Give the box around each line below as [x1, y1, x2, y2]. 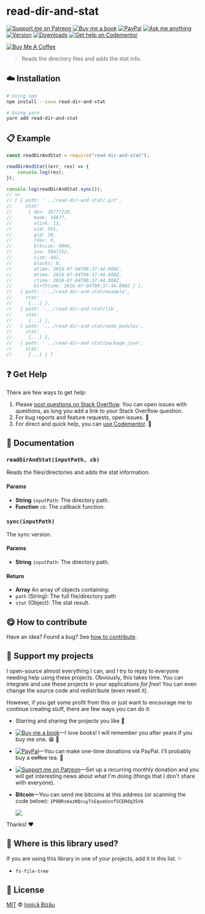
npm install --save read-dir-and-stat [6, 98, 106, 105]
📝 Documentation [6, 438, 75, 449]
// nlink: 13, [6, 220, 62, 227]
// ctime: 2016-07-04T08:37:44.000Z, [6, 277, 122, 284]
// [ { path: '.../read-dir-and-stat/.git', [6, 198, 122, 204]
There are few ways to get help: [6, 389, 87, 396]
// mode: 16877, [6, 214, 68, 220]
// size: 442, [6, 255, 62, 261]
